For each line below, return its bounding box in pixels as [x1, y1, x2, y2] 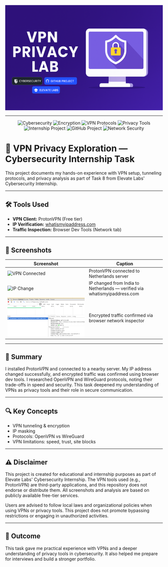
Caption [116, 260, 133, 267]
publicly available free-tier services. [5, 492, 79, 498]
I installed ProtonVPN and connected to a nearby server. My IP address [5, 366, 151, 372]
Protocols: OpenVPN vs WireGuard [12, 433, 84, 439]
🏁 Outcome [5, 532, 41, 540]
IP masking [12, 428, 35, 434]
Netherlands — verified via [88, 285, 144, 292]
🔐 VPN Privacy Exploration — [5, 143, 128, 154]
